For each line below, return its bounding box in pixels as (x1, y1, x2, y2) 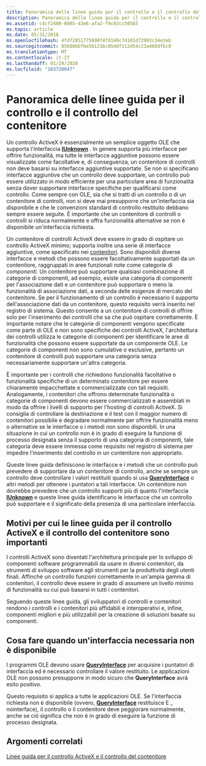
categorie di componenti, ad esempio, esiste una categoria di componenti (6, 274, 193, 282)
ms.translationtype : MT (6, 49, 67, 55)
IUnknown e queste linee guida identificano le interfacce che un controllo (6, 494, 193, 501)
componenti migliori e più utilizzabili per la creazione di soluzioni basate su (6, 611, 196, 618)
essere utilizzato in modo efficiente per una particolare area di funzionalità (6, 178, 194, 185)
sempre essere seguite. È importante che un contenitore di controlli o (6, 210, 181, 218)
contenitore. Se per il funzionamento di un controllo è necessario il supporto (6, 294, 199, 301)
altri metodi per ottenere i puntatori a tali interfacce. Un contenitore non (6, 481, 187, 488)
